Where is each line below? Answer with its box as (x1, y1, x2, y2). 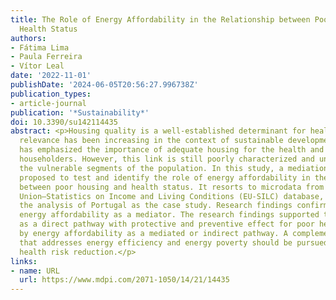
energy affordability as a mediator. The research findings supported (19, 210, 320, 220)
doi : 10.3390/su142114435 (10, 117, 118, 127)
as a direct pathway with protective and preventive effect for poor (19, 219, 315, 230)
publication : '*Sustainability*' (10, 107, 150, 118)
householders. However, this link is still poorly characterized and (19, 154, 315, 164)
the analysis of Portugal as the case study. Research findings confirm (19, 201, 329, 211)
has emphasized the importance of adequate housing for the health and (19, 145, 325, 155)
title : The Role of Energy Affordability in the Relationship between (10, 14, 311, 25)
